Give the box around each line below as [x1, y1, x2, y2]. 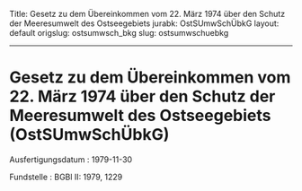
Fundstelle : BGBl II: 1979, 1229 [9, 171, 123, 182]
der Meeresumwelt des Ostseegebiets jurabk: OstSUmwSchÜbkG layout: [9, 18, 280, 29]
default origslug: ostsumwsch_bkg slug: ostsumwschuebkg [9, 28, 229, 38]
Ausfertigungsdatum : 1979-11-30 [9, 153, 133, 165]
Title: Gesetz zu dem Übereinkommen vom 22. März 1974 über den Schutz [9, 9, 286, 19]
